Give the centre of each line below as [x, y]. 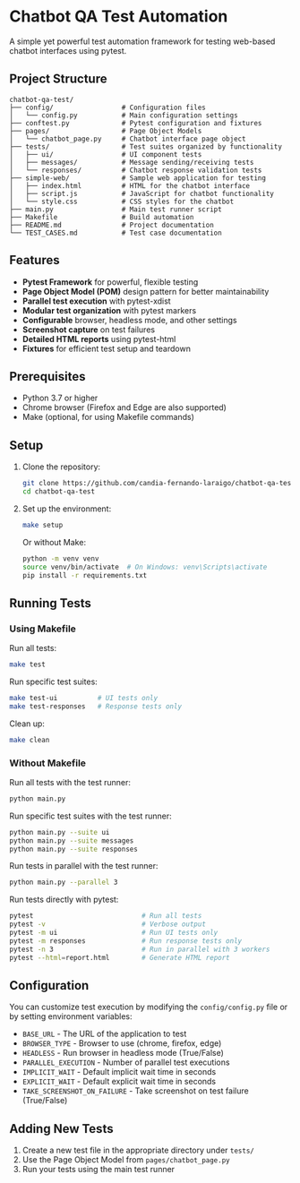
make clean [30, 740]
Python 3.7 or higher [60, 398]
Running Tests [50, 603]
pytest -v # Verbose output [107, 924]
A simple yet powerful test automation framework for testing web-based [142, 41]
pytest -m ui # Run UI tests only [114, 933]
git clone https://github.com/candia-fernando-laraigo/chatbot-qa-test [159, 484]
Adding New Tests [61, 1129]
